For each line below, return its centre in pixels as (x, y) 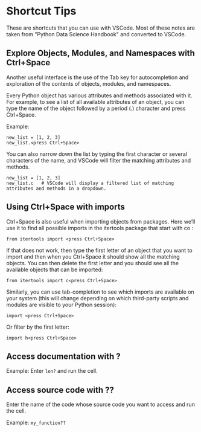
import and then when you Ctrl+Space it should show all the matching (93, 256)
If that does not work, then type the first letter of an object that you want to (99, 250)
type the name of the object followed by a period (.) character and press (96, 108)
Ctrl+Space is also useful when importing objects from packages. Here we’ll (101, 221)
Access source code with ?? (60, 390)
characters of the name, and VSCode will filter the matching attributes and (99, 160)
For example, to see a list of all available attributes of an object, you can (95, 102)
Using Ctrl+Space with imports (65, 207)
